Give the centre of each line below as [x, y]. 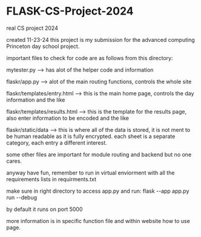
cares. [14, 161]
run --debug [22, 197]
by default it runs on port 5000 [44, 209]
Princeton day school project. [43, 46]
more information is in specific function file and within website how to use [98, 221]
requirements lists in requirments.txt [51, 179]
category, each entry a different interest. [57, 143]
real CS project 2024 [32, 28]
